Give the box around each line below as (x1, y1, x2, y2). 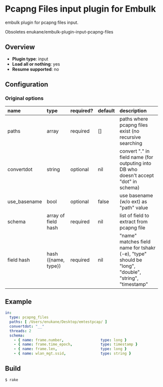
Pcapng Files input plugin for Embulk (5, 3, 156, 15)
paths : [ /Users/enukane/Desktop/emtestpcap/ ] (9, 319, 108, 324)
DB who (119, 166, 138, 173)
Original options (5, 95, 44, 102)
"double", (119, 269, 142, 276)
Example (5, 298, 32, 306)
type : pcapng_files (9, 315, 49, 320)
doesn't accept (119, 172, 154, 179)
